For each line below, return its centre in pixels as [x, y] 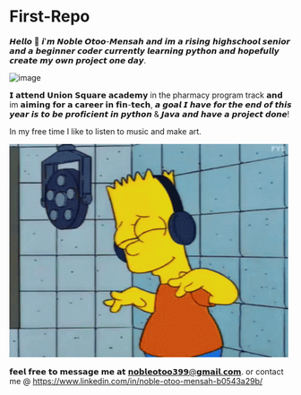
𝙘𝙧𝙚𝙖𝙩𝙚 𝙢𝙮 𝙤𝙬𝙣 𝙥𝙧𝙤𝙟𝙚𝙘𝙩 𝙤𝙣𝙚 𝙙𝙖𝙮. [77, 60]
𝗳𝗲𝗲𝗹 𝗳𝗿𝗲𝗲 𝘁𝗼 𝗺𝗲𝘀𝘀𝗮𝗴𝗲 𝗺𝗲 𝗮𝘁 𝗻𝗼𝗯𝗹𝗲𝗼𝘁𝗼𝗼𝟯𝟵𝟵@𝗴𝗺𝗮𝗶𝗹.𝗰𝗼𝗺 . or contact [146, 371]
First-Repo [50, 17]
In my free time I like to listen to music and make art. [105, 131]
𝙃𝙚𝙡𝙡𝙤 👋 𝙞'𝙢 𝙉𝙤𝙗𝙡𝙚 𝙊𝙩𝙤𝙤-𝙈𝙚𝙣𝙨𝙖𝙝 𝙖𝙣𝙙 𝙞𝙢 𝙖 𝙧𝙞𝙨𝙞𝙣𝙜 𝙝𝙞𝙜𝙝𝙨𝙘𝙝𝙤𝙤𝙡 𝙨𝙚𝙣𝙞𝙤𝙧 [150, 41]
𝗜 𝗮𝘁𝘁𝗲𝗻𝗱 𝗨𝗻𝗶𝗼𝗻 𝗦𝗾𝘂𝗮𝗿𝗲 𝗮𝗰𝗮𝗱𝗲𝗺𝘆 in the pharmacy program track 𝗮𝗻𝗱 [146, 95]
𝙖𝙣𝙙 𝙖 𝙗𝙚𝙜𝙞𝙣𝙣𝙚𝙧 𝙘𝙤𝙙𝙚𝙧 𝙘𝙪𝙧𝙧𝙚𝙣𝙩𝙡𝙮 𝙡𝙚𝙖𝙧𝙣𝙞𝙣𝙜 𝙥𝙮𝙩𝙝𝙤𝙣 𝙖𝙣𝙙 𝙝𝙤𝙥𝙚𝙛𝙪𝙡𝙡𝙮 [144, 50]
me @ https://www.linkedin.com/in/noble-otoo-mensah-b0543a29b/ [136, 381]
